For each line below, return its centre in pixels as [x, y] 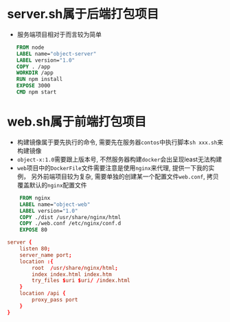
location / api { [43, 294]
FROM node [30, 47]
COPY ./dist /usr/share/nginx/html [70, 217]
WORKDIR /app [35, 73]
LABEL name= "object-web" [55, 204]
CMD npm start [36, 92]
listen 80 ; [35, 249]
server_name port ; [46, 255]
